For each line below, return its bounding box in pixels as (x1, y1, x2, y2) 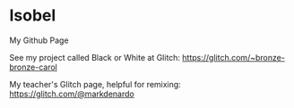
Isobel (9, 5, 56, 26)
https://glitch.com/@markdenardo (9, 88, 134, 99)
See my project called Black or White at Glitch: (9, 52, 181, 62)
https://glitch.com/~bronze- (182, 52, 285, 62)
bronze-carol (9, 62, 58, 72)
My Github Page (9, 35, 69, 46)
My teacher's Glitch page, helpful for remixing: (9, 79, 181, 89)
